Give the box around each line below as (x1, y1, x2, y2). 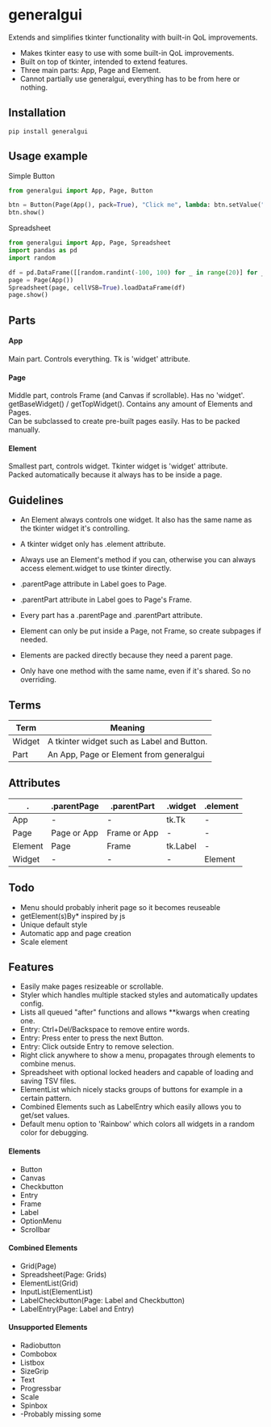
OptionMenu (19, 1216, 62, 1226)
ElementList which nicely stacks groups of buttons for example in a (19, 1085, 244, 1095)
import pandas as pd (8, 247, 78, 255)
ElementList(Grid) (19, 1278, 79, 1288)
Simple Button (8, 171, 55, 180)
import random (8, 253, 56, 262)
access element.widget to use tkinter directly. (19, 564, 172, 574)
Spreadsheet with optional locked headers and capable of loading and (19, 1068, 254, 1078)
